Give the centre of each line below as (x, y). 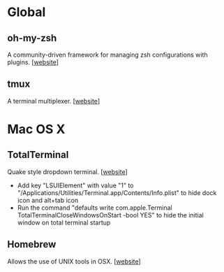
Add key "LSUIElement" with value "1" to (75, 185)
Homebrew (32, 244)
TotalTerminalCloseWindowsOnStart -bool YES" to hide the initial (110, 215)
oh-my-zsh (32, 38)
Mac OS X (36, 129)
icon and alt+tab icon (48, 200)
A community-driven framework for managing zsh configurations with (107, 55)
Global (27, 12)
